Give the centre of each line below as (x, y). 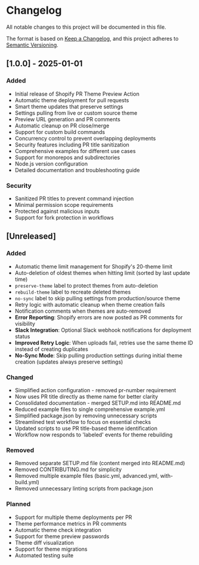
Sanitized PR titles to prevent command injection (74, 198)
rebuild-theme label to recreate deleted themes (73, 292)
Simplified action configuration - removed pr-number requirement (95, 390)
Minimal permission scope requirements (64, 204)
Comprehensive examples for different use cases (75, 151)
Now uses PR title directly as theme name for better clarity (86, 396)
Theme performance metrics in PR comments (71, 523)
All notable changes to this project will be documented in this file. (86, 27)
